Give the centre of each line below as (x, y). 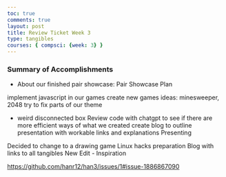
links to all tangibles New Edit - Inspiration (66, 153)
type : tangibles (30, 39)
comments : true (29, 20)
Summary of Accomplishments (60, 69)
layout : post (26, 26)
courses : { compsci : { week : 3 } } (55, 45)
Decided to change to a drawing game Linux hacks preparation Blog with (111, 146)
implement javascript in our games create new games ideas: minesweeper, (113, 97)
